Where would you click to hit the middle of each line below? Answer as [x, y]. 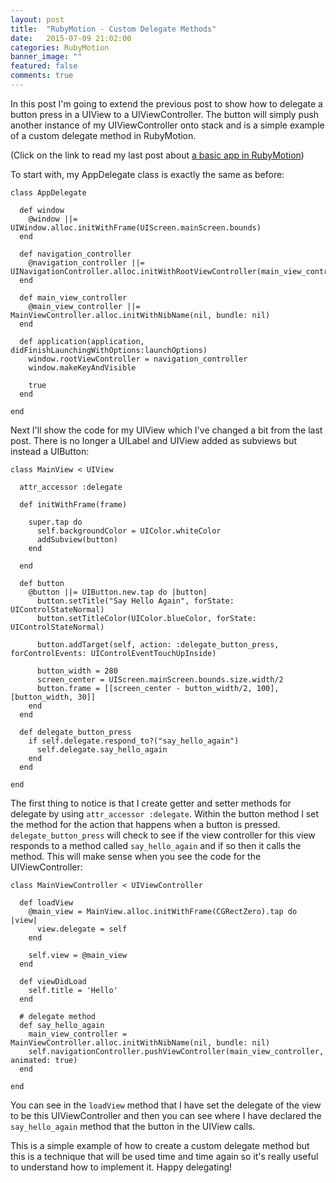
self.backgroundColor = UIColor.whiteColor [129, 531]
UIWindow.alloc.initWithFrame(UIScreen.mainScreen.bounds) [136, 227]
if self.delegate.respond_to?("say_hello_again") [134, 741]
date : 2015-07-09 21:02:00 [71, 38]
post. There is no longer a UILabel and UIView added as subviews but [154, 440]
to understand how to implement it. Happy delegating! [121, 1167]
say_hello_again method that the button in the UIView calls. [133, 1126]
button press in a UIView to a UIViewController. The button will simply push [165, 114]
